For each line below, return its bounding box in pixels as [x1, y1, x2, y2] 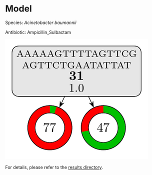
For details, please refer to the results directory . [5, 164, 103, 170]
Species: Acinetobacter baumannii [5, 19, 76, 25]
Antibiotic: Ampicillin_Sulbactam [5, 29, 71, 35]
